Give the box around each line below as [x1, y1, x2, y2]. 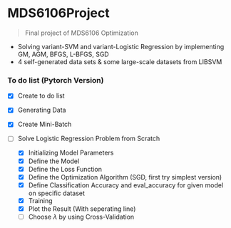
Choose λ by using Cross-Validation [28, 212, 135, 221]
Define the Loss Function [28, 165, 102, 173]
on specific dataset [28, 189, 86, 197]
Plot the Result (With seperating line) [28, 204, 136, 213]
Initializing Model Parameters [28, 148, 114, 157]
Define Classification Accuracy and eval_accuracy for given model [28, 180, 224, 190]
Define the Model [28, 157, 80, 165]
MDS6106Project [7, 5, 110, 21]
